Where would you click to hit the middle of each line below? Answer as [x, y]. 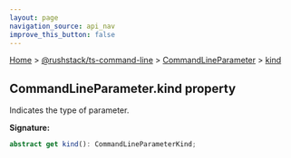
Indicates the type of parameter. [69, 110]
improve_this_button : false [63, 34]
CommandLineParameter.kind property [123, 88]
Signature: [29, 128]
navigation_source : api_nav [63, 26]
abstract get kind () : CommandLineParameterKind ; [103, 144]
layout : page [34, 18]
